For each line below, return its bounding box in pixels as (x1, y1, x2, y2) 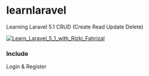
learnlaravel (6, 4, 67, 17)
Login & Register (6, 63, 46, 70)
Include (6, 49, 29, 58)
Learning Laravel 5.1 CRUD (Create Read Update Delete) (6, 23, 144, 30)
